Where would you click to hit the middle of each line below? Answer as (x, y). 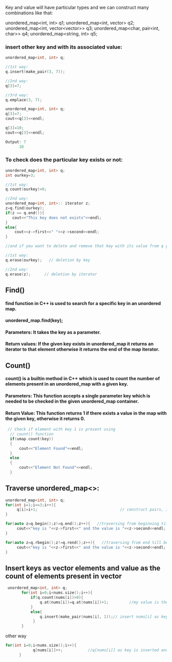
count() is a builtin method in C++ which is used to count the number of (83, 379)
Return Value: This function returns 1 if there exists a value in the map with (86, 413)
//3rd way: (17, 95)
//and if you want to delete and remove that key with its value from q (84, 246)
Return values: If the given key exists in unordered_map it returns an (79, 344)
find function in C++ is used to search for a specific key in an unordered (83, 303)
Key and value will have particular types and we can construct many (77, 7)
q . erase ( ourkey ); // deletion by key (48, 260)
